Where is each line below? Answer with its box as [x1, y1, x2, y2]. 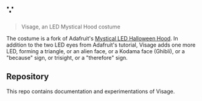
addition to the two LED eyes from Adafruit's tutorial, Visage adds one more [6, 41, 196, 48]
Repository [6, 71, 49, 82]
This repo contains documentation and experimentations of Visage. [6, 88, 175, 95]
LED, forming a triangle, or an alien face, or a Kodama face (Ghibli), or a [6, 47, 186, 54]
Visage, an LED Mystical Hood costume [21, 23, 120, 30]
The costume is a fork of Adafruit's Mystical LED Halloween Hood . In [6, 34, 178, 42]
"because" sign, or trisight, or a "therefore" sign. [6, 54, 128, 61]
